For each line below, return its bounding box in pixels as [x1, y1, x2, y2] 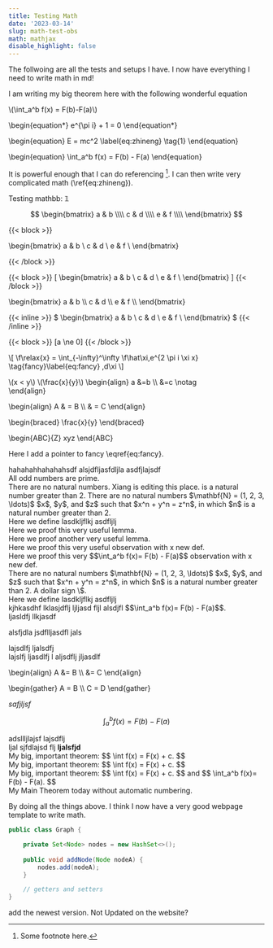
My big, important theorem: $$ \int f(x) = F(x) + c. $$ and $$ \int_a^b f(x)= [8, 768, 258, 778]
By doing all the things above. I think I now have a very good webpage [8, 802, 244, 811]
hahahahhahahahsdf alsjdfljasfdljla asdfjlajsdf [8, 465, 161, 474]
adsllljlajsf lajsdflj [8, 734, 66, 744]
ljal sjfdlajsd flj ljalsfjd [8, 742, 81, 753]
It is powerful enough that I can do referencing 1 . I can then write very [8, 168, 241, 179]
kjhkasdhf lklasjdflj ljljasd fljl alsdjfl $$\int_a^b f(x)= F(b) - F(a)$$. [8, 603, 227, 613]
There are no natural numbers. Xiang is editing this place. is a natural [8, 482, 239, 491]
